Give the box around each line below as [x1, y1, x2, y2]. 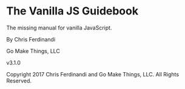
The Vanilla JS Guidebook [6, 4, 138, 18]
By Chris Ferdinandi [6, 35, 56, 43]
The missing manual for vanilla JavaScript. [6, 24, 112, 31]
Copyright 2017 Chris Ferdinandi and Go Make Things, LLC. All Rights [6, 70, 180, 78]
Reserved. [6, 77, 32, 84]
